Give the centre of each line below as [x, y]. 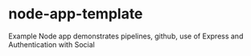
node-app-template [76, 14]
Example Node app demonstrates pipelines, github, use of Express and [126, 36]
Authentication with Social [51, 44]
